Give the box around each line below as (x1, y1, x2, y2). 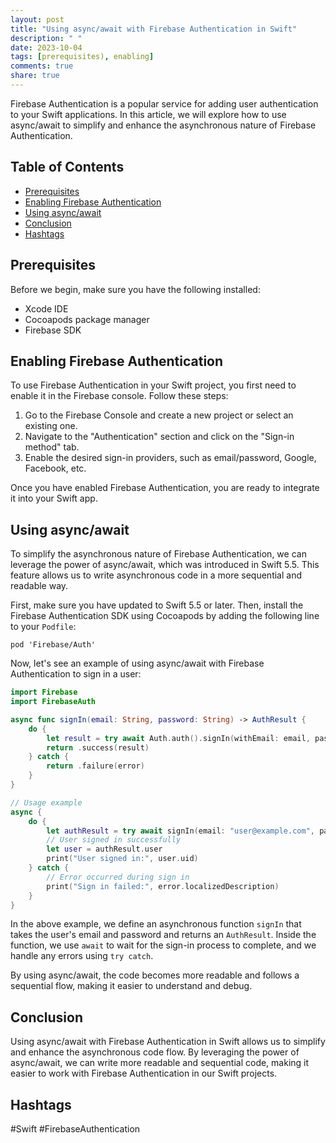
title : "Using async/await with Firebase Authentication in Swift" (10, 24, 298, 34)
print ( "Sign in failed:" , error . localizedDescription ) (46, 881, 280, 891)
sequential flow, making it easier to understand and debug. (10, 980, 253, 992)
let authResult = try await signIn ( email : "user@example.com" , (46, 826, 315, 836)
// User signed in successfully (46, 835, 182, 845)
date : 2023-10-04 (10, 42, 83, 53)
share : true (10, 71, 60, 81)
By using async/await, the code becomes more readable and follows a (10, 969, 300, 981)
